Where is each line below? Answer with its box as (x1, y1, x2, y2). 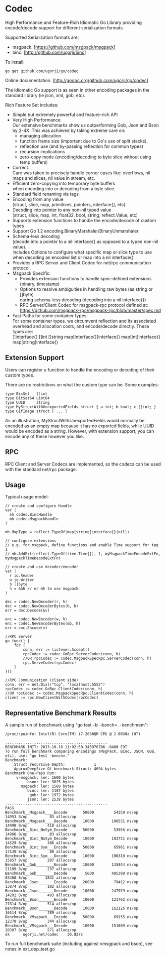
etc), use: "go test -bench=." (5, 753, 70, 758)
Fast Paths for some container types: (12, 312, 88, 319)
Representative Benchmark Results (5, 709, 116, 717)
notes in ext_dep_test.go (5, 946, 55, 952)
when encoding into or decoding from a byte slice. (12, 185, 115, 192)
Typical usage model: (5, 494, 49, 500)
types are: (12, 328, 33, 334)
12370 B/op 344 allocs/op (5, 919, 77, 924)
